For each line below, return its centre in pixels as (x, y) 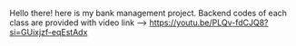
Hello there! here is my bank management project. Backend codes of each (148, 13)
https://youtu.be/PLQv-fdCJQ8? (209, 23)
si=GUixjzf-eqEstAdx (49, 32)
